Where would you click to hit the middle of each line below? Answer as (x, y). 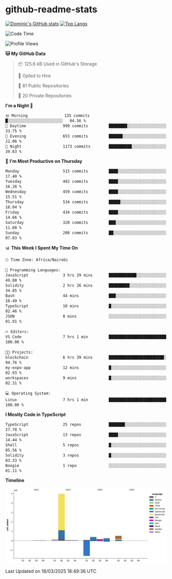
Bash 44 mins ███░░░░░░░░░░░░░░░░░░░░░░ (86, 296)
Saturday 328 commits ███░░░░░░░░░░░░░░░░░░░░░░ (86, 222)
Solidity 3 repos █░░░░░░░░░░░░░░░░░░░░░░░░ (86, 455)
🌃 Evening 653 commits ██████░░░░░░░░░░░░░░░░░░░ (86, 136)
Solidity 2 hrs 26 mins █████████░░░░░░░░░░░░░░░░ (86, 285)
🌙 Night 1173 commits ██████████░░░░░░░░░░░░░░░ (86, 146)
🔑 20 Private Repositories (45, 96)
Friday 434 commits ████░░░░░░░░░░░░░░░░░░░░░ (86, 212)
